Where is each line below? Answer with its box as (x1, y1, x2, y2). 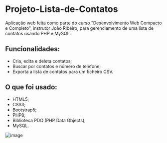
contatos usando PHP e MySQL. (5, 30, 71, 36)
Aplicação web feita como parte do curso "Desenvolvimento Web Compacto (5, 20, 162, 26)
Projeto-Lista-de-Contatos (5, 3, 118, 15)
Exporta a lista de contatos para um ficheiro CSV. (12, 69, 114, 74)
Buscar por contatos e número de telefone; (12, 63, 101, 69)
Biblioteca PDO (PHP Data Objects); (12, 117, 86, 123)
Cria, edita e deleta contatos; (12, 58, 72, 64)
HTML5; (12, 96, 29, 102)
